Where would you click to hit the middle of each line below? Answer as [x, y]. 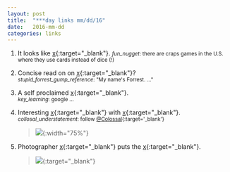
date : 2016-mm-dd [36, 27]
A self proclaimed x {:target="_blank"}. [73, 93]
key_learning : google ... [46, 100]
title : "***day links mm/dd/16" [56, 20]
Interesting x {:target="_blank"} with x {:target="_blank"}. [99, 112]
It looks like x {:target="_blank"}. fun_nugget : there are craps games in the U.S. [120, 53]
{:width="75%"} [66, 133]
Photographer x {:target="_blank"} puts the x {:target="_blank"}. [109, 147]
